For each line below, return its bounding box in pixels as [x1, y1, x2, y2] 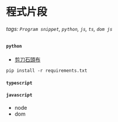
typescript [6, 80, 33, 86]
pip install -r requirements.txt [6, 68, 88, 74]
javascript [6, 92, 33, 98]
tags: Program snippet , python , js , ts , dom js [6, 25, 113, 32]
